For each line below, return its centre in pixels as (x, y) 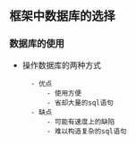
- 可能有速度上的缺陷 (81, 122)
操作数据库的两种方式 (61, 64)
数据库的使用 (37, 44)
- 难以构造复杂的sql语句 (86, 131)
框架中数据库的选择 (62, 16)
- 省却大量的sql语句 (80, 102)
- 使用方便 (64, 93)
